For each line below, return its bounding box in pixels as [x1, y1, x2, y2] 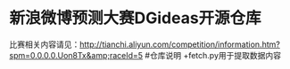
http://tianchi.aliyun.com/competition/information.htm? [79, 39, 281, 50]
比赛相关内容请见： [9, 39, 80, 50]
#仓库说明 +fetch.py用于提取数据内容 [145, 50, 282, 60]
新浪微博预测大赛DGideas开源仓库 [9, 8, 261, 28]
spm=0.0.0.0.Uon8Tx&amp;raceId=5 [9, 50, 144, 60]
